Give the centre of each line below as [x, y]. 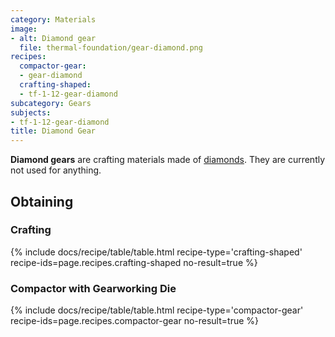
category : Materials [53, 19]
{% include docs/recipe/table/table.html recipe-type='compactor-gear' [157, 310]
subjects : [31, 112]
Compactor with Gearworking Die [93, 288]
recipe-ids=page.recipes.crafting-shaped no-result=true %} [134, 262]
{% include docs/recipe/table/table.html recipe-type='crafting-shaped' [156, 252]
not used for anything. [56, 170]
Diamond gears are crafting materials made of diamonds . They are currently [168, 160]
